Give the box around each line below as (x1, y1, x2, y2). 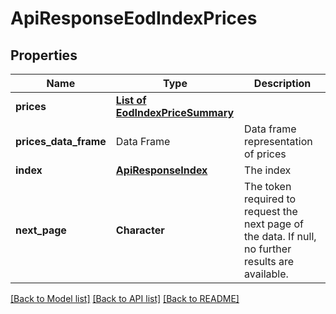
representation (244, 135, 313, 148)
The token (244, 180, 292, 193)
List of (115, 93, 147, 107)
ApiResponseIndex (115, 163, 208, 177)
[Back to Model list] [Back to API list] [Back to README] (10, 293, 240, 304)
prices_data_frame (15, 135, 107, 148)
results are (244, 255, 295, 268)
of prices (244, 147, 287, 161)
